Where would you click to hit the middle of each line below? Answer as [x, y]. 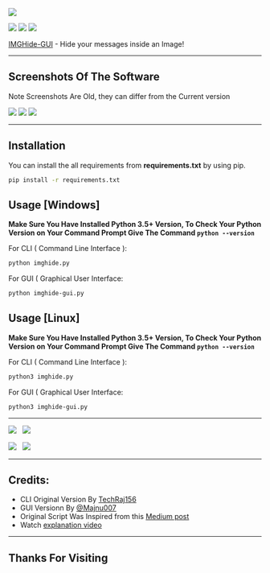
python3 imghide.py [41, 377]
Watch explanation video [61, 525]
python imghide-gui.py [46, 294]
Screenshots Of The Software [84, 77]
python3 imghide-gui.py [48, 406]
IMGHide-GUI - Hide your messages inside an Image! [96, 44]
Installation [37, 146]
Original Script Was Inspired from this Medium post [104, 517]
